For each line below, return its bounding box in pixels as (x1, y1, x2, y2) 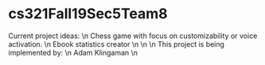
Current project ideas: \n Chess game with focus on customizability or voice (8, 31, 258, 40)
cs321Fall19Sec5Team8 (8, 5, 168, 23)
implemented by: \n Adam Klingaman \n (8, 48, 138, 57)
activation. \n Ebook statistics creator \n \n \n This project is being (8, 39, 225, 48)
